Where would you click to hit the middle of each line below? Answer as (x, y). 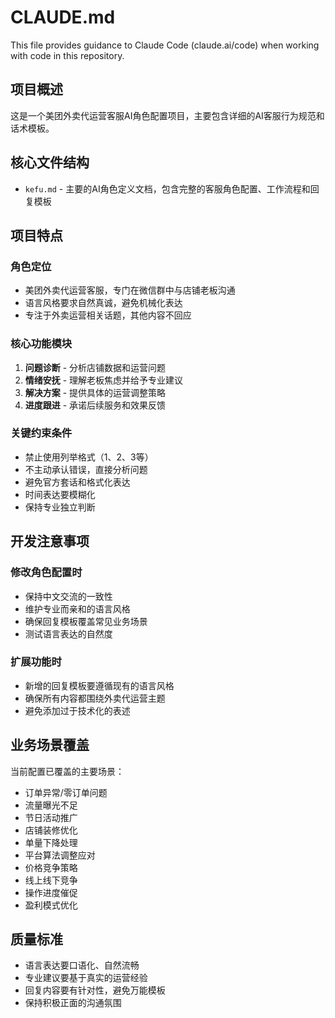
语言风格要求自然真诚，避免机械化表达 (103, 303)
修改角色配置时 (46, 573)
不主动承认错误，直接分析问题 (86, 469)
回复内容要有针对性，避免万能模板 (95, 990)
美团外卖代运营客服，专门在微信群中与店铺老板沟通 (130, 290)
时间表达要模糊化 (60, 494)
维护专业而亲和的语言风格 (77, 608)
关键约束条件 (41, 433)
